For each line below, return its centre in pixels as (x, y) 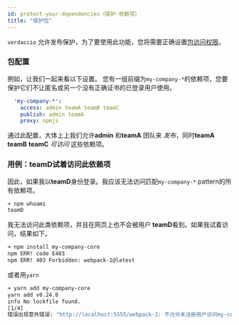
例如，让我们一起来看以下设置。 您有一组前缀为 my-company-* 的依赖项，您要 (118, 78)
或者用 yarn (23, 275)
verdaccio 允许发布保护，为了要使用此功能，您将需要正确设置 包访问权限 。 (116, 42)
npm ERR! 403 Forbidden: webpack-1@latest (71, 260)
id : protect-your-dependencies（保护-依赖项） (74, 14)
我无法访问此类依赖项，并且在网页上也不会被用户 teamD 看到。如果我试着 (115, 225)
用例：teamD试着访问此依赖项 (59, 164)
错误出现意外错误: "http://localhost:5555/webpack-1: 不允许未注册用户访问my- (117, 315)
